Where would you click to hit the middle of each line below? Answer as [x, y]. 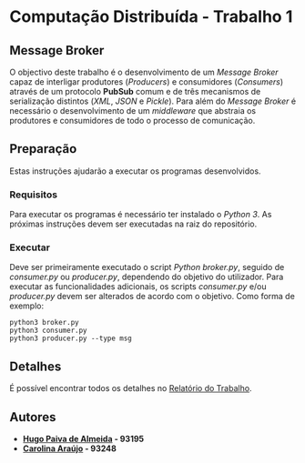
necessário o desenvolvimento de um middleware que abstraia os [133, 111]
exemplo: [26, 306]
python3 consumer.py [49, 331]
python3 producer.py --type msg [71, 338]
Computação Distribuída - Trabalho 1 [151, 17]
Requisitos [33, 195]
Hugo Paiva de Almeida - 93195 [83, 439]
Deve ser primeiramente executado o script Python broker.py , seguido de [147, 267]
